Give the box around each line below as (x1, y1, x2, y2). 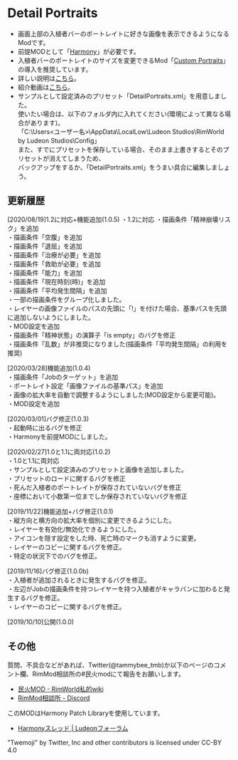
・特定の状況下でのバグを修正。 (7, 551, 101, 560)
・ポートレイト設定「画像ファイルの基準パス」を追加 (7, 381, 163, 390)
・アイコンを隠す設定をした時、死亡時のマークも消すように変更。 (7, 533, 200, 542)
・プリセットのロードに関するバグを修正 (7, 474, 126, 482)
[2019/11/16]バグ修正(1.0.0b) (7, 566, 89, 575)
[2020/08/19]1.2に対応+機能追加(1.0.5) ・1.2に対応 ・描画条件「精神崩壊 (7, 215, 219, 224)
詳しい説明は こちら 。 (17, 73, 80, 83)
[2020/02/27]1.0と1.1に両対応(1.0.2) (7, 447, 111, 456)
